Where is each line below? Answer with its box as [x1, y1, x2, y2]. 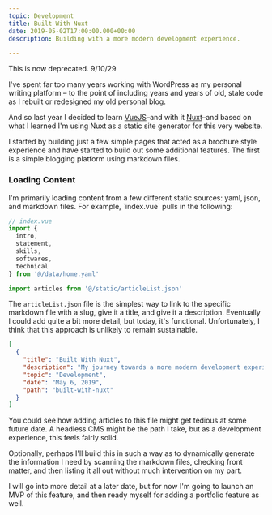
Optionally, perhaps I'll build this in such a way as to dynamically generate [8, 448, 255, 458]
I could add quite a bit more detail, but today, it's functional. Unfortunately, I [8, 316, 261, 326]
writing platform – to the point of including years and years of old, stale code [8, 88, 264, 98]
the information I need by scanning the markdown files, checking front [8, 457, 243, 467]
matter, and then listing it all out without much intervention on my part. [8, 466, 243, 475]
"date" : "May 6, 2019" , [23, 378, 104, 386]
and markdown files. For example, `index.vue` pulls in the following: [8, 201, 233, 211]
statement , [15, 240, 53, 248]
